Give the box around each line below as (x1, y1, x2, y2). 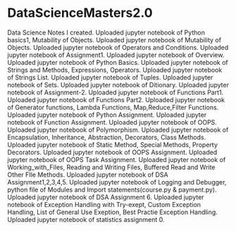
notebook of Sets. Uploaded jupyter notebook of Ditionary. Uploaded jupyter (7, 80, 229, 89)
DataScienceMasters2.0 (7, 5, 153, 21)
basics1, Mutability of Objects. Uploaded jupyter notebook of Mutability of (7, 35, 222, 44)
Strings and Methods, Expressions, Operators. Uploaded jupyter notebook (7, 65, 223, 74)
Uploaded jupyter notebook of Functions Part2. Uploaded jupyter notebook (7, 95, 225, 104)
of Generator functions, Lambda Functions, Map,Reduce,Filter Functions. (7, 103, 219, 111)
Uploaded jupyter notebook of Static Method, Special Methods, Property (7, 140, 218, 149)
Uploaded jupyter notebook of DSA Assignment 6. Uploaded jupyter (7, 192, 204, 201)
